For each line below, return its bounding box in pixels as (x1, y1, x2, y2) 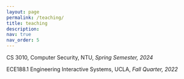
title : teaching (6, 20, 48, 26)
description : (6, 26, 40, 32)
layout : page (6, 9, 40, 15)
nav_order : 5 (6, 37, 40, 43)
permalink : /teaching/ (6, 15, 64, 21)
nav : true (6, 32, 32, 38)
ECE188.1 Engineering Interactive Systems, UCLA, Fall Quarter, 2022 (6, 66, 178, 73)
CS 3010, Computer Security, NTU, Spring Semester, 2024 (6, 54, 153, 61)
